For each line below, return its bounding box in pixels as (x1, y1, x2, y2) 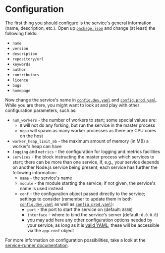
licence (12, 78, 28, 83)
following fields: (5, 30, 38, 36)
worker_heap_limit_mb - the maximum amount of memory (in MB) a (12, 138, 149, 144)
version (12, 46, 28, 51)
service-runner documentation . (5, 242, 69, 248)
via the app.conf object (27, 227, 74, 233)
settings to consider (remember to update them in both (19, 196, 132, 202)
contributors (12, 72, 40, 77)
